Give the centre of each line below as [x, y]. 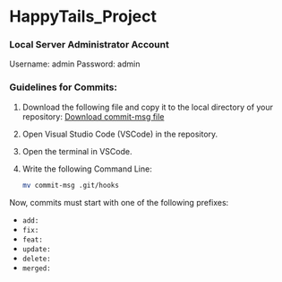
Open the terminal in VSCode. [77, 151]
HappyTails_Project [83, 17]
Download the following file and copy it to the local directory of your [148, 107]
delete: [36, 259]
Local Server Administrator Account [90, 45]
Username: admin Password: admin [75, 64]
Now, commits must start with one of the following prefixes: [119, 202]
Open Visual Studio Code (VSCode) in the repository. [120, 134]
